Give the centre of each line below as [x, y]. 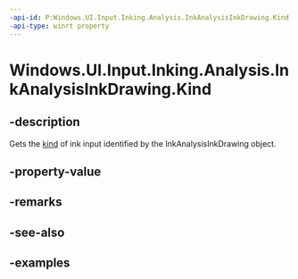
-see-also [37, 232]
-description [45, 122]
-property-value [55, 171]
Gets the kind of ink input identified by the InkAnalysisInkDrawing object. [143, 143]
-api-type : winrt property [59, 26]
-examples [40, 263]
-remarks [36, 202]
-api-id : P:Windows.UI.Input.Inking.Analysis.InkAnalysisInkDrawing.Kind [149, 17]
